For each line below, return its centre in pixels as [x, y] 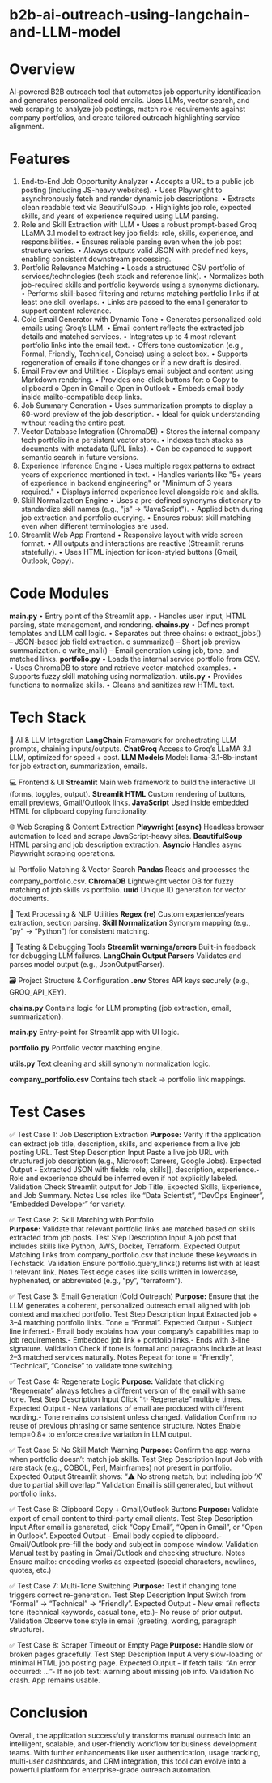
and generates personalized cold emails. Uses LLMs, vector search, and [130, 101]
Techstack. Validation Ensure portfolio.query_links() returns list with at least [134, 1263]
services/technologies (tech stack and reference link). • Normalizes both [142, 277]
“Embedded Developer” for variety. [68, 1204]
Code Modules [59, 593]
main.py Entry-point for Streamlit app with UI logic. [94, 1032]
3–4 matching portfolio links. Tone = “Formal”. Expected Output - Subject [131, 1322]
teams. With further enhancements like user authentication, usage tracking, [135, 1752]
